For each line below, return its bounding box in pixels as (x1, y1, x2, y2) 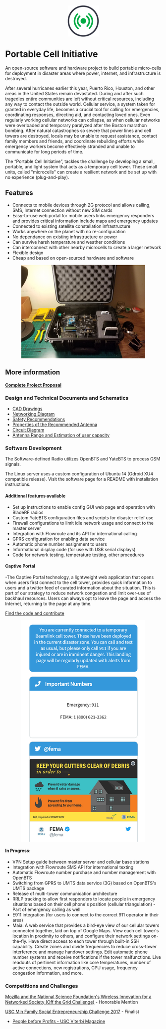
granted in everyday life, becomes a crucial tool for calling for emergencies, (5, 106, 160, 112)
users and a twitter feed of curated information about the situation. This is (5, 585, 156, 590)
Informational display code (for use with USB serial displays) (12, 546, 136, 552)
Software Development (5, 444, 62, 451)
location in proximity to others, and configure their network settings (12, 933, 150, 939)
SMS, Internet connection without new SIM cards (12, 207, 112, 213)
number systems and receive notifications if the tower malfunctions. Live (12, 954, 161, 960)
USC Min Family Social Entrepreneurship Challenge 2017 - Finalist (5, 1009, 140, 1015)
